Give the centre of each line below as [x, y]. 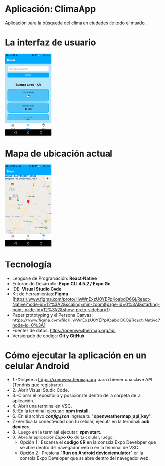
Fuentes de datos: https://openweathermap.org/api [64, 331]
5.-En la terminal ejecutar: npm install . [51, 411]
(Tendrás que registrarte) [38, 385]
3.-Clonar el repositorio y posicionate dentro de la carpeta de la [76, 395]
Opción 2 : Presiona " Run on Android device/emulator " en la [81, 453]
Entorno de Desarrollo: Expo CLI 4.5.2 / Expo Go [61, 284]
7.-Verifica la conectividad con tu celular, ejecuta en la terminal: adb [81, 422]
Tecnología [28, 265]
